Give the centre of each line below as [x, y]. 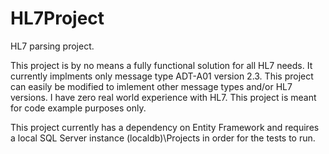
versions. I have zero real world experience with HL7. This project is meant [163, 97]
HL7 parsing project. [52, 46]
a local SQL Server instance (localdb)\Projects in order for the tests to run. [163, 138]
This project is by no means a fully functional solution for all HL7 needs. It [161, 65]
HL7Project [57, 18]
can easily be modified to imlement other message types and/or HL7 [151, 86]
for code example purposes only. [78, 108]
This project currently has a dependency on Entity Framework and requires [165, 127]
